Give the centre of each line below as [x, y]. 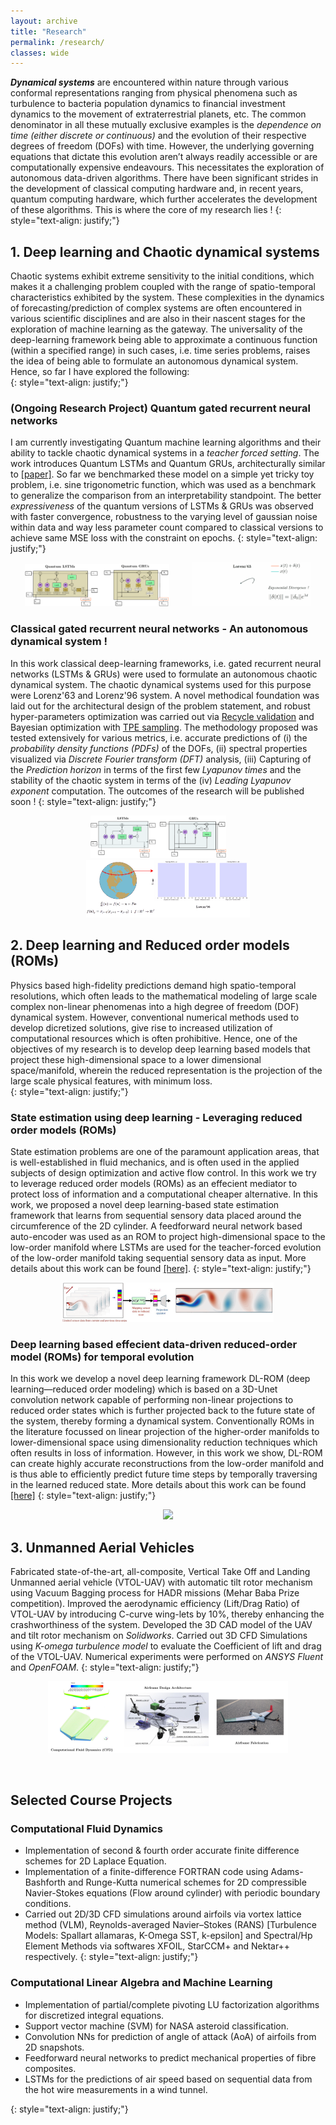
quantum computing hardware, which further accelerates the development [164, 199]
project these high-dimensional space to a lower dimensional [136, 1059]
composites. [50, 2068]
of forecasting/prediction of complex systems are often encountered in [156, 308]
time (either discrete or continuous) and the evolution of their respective [158, 136]
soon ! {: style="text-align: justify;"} [83, 801]
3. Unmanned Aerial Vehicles [102, 1547]
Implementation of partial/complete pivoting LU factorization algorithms [172, 2004]
